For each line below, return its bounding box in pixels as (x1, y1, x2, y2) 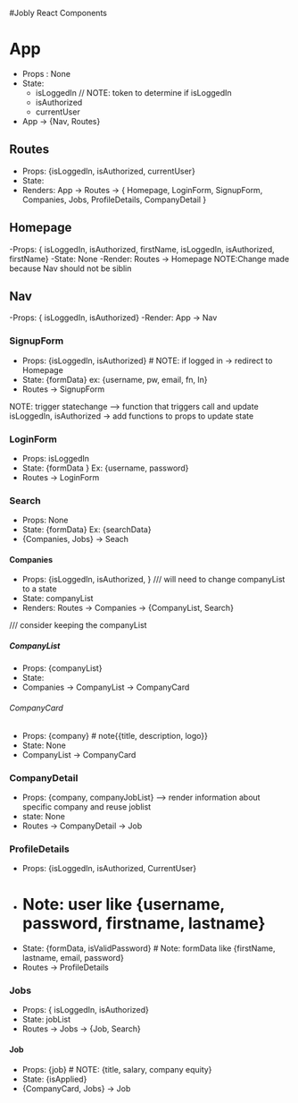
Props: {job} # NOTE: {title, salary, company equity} (21, 1064, 212, 1074)
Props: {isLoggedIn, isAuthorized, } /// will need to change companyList (21, 574, 286, 585)
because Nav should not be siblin (9, 263, 132, 274)
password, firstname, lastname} (21, 913, 266, 934)
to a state (21, 583, 57, 594)
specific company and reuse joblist (21, 801, 152, 812)
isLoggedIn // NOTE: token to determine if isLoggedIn (35, 87, 232, 98)
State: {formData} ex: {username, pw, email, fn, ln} (21, 374, 208, 385)
